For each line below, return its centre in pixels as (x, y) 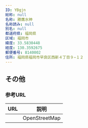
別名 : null (16, 29)
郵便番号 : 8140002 (23, 52)
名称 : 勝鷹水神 (19, 19)
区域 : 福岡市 (17, 39)
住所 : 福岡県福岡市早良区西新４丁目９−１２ (45, 57)
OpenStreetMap (41, 118)
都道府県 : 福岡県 (21, 34)
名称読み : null (20, 24)
